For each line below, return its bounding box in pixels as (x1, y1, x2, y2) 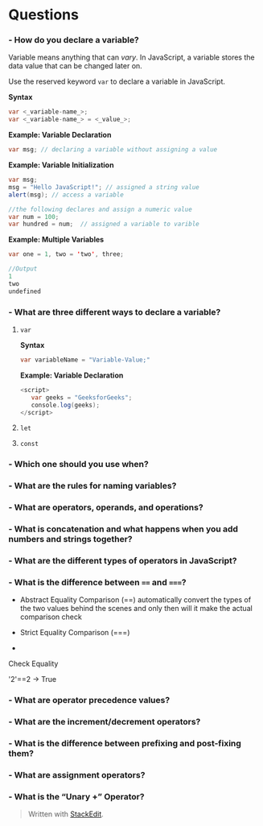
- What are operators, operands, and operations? (8, 502, 203, 513)
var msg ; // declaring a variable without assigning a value (8, 146, 218, 154)
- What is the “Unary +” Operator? (8, 791, 145, 802)
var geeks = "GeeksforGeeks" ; (31, 393, 133, 402)
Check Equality (8, 659, 59, 669)
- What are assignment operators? (8, 770, 146, 780)
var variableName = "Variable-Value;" (19, 356, 150, 364)
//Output (8, 265, 38, 273)
